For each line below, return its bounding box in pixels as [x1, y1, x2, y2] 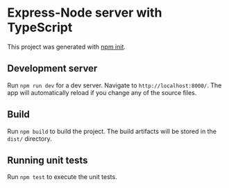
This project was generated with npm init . [7, 42, 126, 51]
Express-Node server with [7, 5, 162, 21]
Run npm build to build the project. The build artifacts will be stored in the [7, 127, 217, 135]
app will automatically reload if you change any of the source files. [7, 88, 197, 96]
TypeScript [7, 19, 73, 35]
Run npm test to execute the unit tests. [7, 173, 117, 181]
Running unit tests [7, 154, 88, 166]
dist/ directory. [7, 134, 52, 143]
